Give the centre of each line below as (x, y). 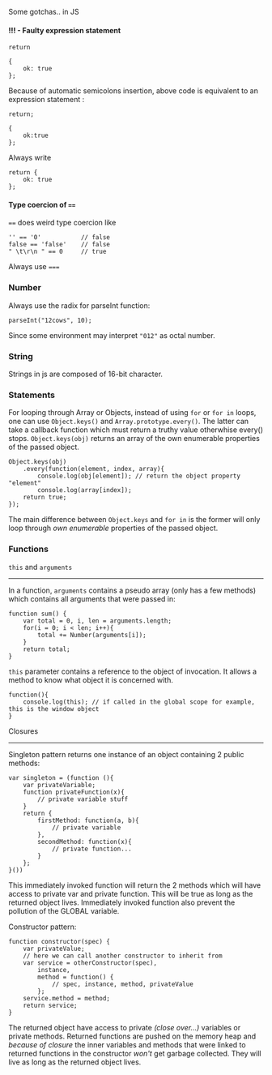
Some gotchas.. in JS (44, 12)
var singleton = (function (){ (61, 777)
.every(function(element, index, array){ (93, 469)
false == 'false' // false (59, 245)
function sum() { (38, 614)
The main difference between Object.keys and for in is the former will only (134, 520)
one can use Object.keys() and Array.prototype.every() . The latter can (129, 422)
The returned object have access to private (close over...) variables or (125, 1027)
